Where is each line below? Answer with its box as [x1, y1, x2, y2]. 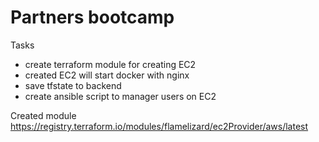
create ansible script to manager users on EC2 [24, 90, 217, 102]
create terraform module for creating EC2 [24, 58, 197, 70]
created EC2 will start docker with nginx [24, 69, 190, 81]
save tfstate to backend [24, 79, 122, 91]
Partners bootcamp [10, 6, 175, 29]
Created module [10, 109, 77, 121]
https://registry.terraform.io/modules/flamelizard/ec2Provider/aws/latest [10, 120, 309, 132]
